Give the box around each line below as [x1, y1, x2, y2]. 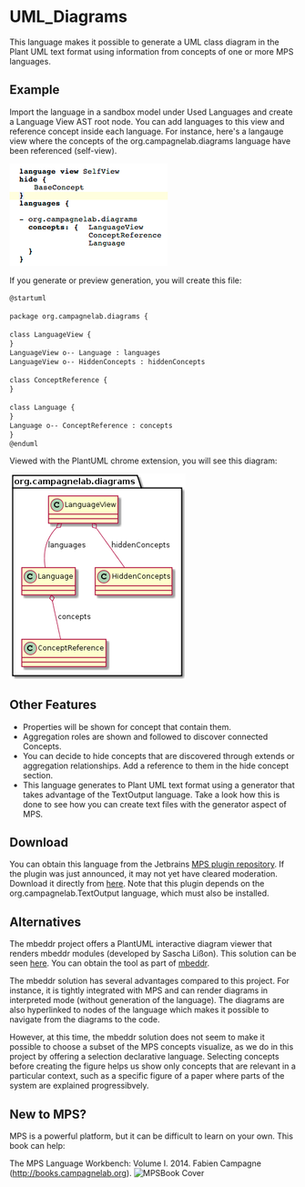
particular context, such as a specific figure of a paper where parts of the [9, 1070, 285, 1081]
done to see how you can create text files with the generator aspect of [22, 798, 287, 809]
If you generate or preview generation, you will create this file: [9, 275, 242, 286]
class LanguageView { [9, 330, 92, 339]
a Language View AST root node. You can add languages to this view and [9, 116, 285, 127]
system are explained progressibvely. [9, 1080, 149, 1091]
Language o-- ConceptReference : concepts [9, 421, 173, 430]
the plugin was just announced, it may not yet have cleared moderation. [9, 868, 278, 879]
